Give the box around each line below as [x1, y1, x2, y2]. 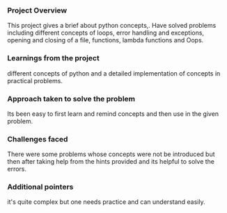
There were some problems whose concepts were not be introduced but [7, 150, 215, 158]
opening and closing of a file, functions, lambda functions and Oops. [7, 36, 204, 44]
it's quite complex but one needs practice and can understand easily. [7, 198, 205, 206]
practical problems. [7, 76, 63, 85]
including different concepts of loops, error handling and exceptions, [7, 28, 204, 37]
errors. [7, 165, 26, 173]
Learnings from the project [7, 53, 100, 63]
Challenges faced [7, 134, 68, 144]
